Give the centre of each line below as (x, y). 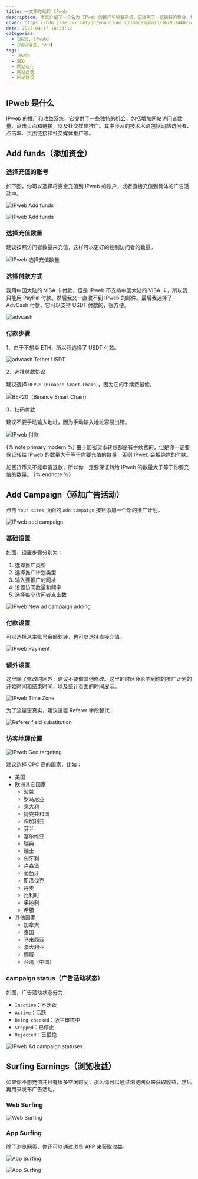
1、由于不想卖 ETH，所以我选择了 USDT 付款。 (63, 347)
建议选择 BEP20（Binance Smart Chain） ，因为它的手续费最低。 (80, 384)
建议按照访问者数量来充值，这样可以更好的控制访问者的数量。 (81, 247)
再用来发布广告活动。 (32, 1089)
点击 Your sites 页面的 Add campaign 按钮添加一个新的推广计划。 (85, 510)
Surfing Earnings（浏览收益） (61, 1066)
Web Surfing (24, 1105)
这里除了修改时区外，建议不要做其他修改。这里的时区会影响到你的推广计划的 (99, 679)
